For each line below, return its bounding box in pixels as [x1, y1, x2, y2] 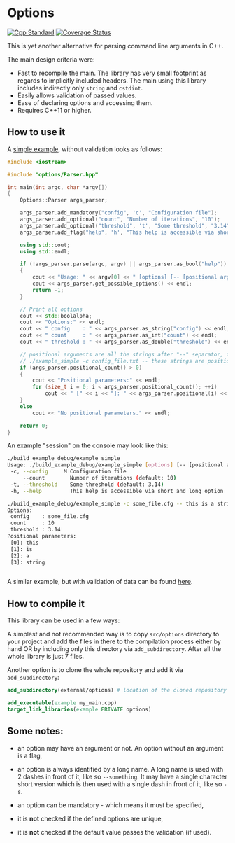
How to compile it [7, 597, 85, 610]
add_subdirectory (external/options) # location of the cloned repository [7, 687, 227, 694]
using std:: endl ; [20, 248, 71, 255]
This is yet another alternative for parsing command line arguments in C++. [7, 41, 224, 50]
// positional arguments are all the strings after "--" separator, [20, 351, 224, 358]
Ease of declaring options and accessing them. [17, 98, 153, 106]
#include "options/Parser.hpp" [7, 171, 99, 178]
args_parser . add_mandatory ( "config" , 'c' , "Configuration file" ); [20, 209, 218, 216]
